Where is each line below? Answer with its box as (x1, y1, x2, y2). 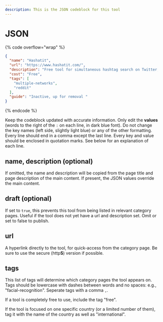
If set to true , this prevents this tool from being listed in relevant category (5, 208, 151, 213)
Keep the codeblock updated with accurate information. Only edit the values (5, 117, 158, 123)
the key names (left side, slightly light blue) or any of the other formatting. (5, 128, 152, 133)
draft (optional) (5, 194, 52, 203)
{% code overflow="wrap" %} (5, 44, 65, 50)
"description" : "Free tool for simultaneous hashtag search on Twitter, (9, 67, 160, 72)
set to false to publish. (5, 218, 49, 224)
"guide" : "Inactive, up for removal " (9, 95, 88, 99)
